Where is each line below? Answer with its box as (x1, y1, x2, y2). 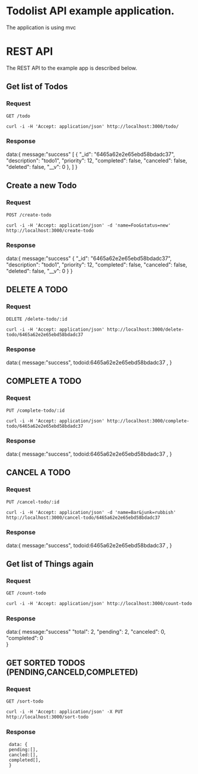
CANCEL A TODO (6, 468, 71, 478)
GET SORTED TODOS (6, 658, 85, 668)
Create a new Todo (6, 180, 77, 191)
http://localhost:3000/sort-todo (6, 714, 89, 720)
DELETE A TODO (6, 284, 68, 295)
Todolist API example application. (6, 4, 175, 18)
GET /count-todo (6, 590, 46, 596)
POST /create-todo (6, 212, 52, 218)
